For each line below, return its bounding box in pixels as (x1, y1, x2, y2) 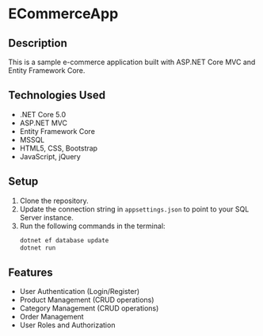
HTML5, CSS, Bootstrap (19, 143, 97, 153)
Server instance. (19, 212, 74, 222)
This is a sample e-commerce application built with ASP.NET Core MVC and (8, 57, 256, 67)
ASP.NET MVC (19, 118, 67, 128)
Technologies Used (8, 89, 105, 102)
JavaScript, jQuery (19, 151, 81, 161)
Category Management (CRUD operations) (19, 304, 159, 313)
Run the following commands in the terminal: (19, 221, 166, 231)
